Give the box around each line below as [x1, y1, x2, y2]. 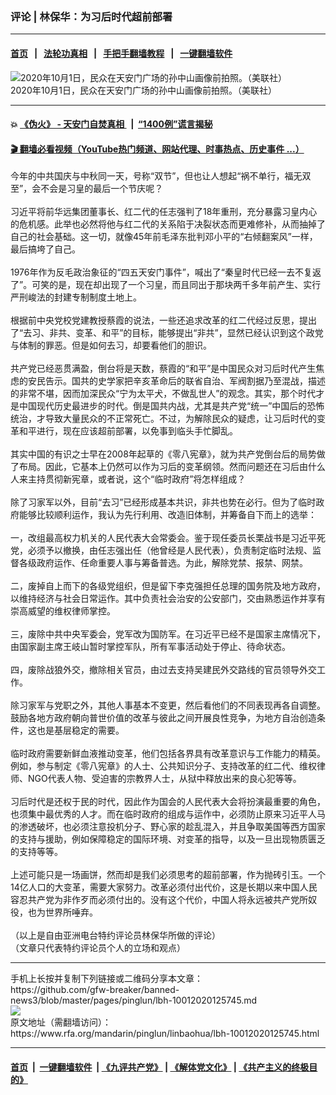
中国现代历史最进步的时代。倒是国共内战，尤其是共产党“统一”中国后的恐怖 [18, 400, 325, 412]
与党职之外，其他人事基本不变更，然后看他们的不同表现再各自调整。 [44, 699, 326, 712]
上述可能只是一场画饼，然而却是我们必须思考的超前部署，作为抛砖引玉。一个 [10, 869, 326, 881]
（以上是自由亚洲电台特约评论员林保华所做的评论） [10, 929, 221, 942]
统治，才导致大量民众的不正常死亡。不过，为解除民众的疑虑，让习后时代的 [10, 413, 317, 425]
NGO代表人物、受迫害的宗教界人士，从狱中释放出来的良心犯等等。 [27, 773, 302, 785]
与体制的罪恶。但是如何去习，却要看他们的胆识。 [10, 339, 212, 352]
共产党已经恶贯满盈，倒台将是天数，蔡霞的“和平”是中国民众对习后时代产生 [10, 363, 317, 375]
